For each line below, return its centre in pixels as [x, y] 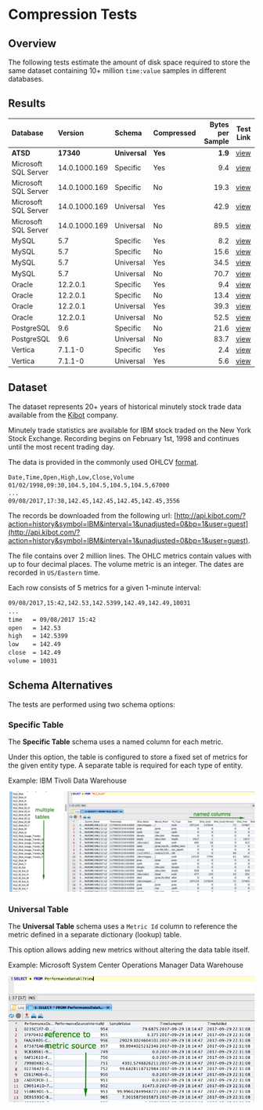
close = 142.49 [34, 653]
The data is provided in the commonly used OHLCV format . [103, 462]
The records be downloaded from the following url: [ [92, 515]
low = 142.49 [34, 644]
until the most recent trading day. [61, 447]
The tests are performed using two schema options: [92, 704]
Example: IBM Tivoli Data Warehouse [67, 780]
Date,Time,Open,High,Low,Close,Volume [71, 477]
